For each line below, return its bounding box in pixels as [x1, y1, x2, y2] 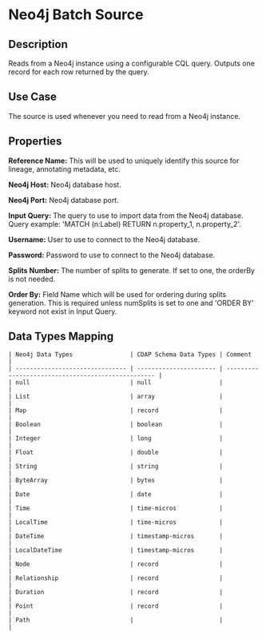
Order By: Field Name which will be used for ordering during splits [8, 289, 227, 299]
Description [8, 38, 68, 51]
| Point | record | [8, 602, 224, 610]
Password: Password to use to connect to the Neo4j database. [8, 250, 216, 260]
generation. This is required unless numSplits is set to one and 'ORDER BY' [8, 298, 254, 308]
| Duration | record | [8, 589, 224, 597]
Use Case [8, 90, 58, 104]
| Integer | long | [8, 435, 224, 443]
